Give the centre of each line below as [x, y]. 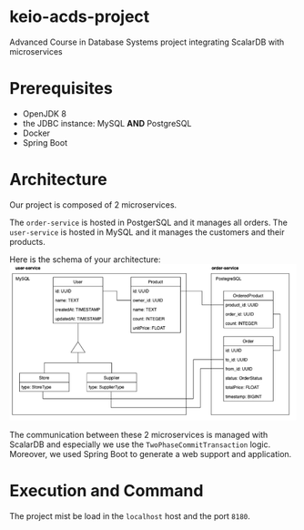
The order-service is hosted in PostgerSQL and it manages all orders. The [149, 222]
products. [27, 241]
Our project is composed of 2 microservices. [93, 204]
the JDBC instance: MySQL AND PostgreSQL [107, 123]
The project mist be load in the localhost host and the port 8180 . [130, 515]
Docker [36, 133]
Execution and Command [106, 490]
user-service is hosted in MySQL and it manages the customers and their [147, 232]
